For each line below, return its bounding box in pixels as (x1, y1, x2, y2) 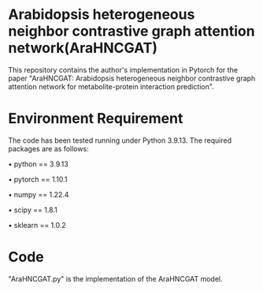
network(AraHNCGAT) (8, 39, 158, 57)
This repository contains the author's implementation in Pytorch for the (8, 65, 239, 74)
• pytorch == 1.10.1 (8, 174, 68, 184)
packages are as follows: (8, 144, 89, 153)
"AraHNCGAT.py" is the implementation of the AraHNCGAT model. (8, 274, 223, 283)
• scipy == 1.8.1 (8, 205, 57, 215)
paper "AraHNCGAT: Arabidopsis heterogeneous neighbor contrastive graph (8, 73, 256, 83)
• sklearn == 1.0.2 (8, 220, 67, 229)
